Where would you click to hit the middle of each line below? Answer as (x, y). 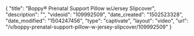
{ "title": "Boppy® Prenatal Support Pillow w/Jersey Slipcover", (81, 8)
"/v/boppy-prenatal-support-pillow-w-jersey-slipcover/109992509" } (89, 27)
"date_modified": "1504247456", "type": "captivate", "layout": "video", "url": (97, 21)
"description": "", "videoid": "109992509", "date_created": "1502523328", (94, 15)
